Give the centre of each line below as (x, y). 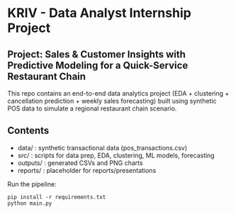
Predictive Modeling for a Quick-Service (98, 65)
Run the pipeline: (32, 184)
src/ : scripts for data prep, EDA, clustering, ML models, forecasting (116, 155)
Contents (28, 131)
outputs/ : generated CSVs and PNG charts (80, 163)
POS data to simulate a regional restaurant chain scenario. (92, 108)
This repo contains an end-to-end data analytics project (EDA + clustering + (118, 93)
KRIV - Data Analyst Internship (99, 13)
